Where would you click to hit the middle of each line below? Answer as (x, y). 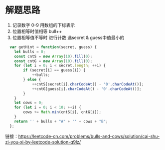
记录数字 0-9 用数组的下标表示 (44, 25)
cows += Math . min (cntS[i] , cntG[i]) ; (62, 112)
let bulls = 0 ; (30, 51)
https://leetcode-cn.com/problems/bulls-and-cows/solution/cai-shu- (89, 136)
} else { (32, 80)
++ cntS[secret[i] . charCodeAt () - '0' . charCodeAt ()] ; (87, 84)
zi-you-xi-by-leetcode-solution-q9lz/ (43, 142)
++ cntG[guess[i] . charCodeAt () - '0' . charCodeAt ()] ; (86, 89)
